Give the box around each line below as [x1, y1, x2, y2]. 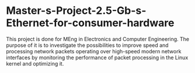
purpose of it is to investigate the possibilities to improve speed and [6, 42, 169, 49]
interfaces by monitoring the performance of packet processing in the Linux [6, 54, 189, 61]
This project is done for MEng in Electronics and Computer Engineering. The [6, 35, 190, 42]
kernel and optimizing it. [6, 60, 64, 67]
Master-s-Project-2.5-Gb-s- [6, 4, 147, 17]
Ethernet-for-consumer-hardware [6, 16, 175, 30]
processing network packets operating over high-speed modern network [6, 48, 182, 54]
